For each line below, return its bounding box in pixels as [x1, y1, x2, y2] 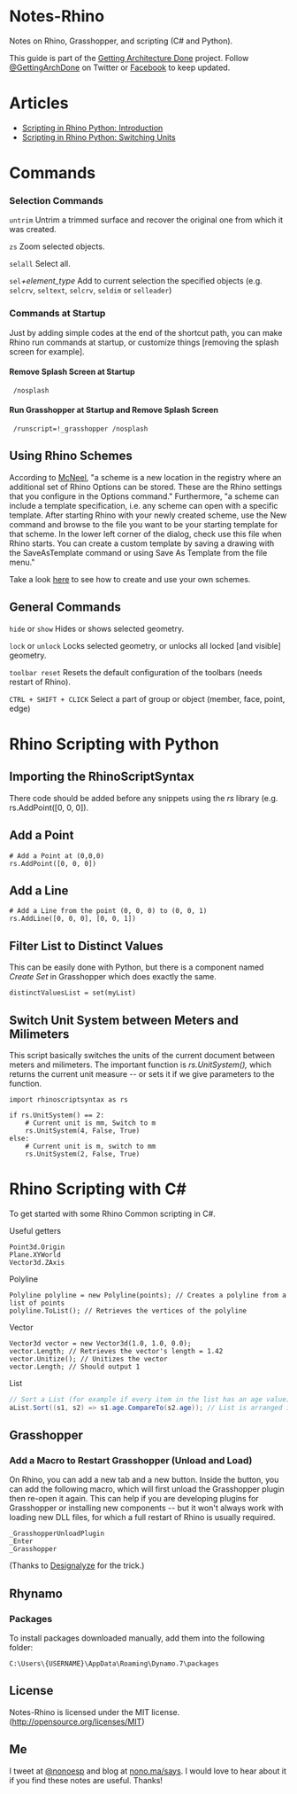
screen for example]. [9, 346, 86, 356]
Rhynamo [9, 1586, 64, 1601]
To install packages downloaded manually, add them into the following [9, 1633, 265, 1643]
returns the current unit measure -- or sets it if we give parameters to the [9, 1068, 275, 1079]
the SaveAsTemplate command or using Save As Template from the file [9, 547, 268, 558]
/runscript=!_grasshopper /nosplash [12, 425, 148, 433]
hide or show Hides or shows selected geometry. [9, 623, 184, 634]
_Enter [9, 1537, 34, 1546]
